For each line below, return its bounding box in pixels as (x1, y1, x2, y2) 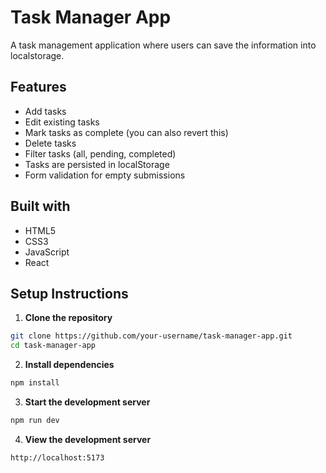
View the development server (24, 433, 152, 445)
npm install (10, 378, 60, 388)
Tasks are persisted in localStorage (24, 158, 170, 170)
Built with (10, 198, 71, 215)
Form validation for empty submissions (24, 169, 186, 181)
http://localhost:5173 (10, 452, 105, 463)
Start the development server (24, 396, 151, 408)
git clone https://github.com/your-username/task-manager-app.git (10, 331, 293, 341)
